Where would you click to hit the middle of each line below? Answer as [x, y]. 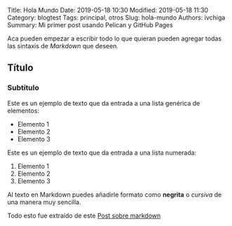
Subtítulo [23, 88]
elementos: [23, 111]
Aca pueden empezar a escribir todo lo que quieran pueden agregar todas [115, 38]
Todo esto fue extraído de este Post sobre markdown [84, 216]
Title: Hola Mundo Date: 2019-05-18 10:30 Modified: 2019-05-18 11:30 [108, 10]
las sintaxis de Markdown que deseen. [63, 46]
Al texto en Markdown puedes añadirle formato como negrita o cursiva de [115, 195]
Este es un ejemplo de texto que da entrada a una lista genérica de [104, 103]
